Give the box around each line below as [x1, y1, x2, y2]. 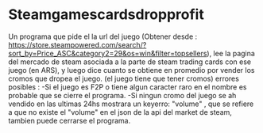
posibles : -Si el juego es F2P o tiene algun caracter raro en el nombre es [8, 82, 247, 92]
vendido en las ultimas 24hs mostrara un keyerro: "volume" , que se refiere [8, 99, 254, 108]
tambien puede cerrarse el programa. [8, 116, 131, 125]
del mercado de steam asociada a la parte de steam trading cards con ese [8, 57, 252, 66]
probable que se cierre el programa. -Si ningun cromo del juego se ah [8, 90, 237, 100]
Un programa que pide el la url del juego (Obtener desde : [8, 32, 198, 41]
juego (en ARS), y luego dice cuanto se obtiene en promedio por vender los [8, 65, 255, 74]
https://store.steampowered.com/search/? [8, 40, 147, 49]
